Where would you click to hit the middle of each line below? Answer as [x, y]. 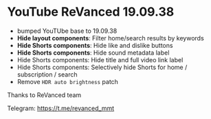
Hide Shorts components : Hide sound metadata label [93, 53]
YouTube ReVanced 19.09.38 [91, 12]
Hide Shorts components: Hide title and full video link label [100, 59]
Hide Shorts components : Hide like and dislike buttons [95, 45]
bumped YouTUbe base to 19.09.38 [67, 31]
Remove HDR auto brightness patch [68, 81]
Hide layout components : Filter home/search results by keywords [110, 38]
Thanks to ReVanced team [44, 95]
